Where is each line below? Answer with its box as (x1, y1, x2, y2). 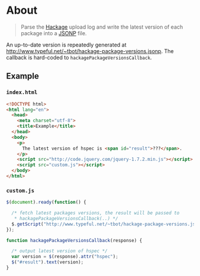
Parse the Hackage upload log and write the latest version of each (20, 23, 183, 30)
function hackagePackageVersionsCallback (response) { (6, 237, 143, 243)
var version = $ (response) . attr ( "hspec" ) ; (11, 254, 118, 260)
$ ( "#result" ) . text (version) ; (11, 259, 84, 265)
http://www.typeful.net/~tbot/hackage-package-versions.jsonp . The (6, 47, 174, 54)
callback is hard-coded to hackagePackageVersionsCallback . (6, 54, 152, 61)
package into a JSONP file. (20, 29, 87, 36)
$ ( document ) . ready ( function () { (6, 199, 86, 206)
